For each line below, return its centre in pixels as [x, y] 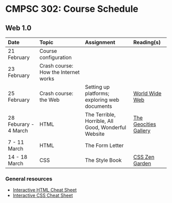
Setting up [97, 87]
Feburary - [21, 124]
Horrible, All [99, 121]
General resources [29, 179]
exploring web [102, 100]
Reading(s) [147, 42]
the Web [49, 100]
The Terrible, [100, 115]
